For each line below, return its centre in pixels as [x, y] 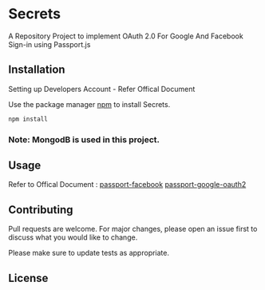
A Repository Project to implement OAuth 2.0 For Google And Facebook [126, 36]
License [28, 278]
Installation [37, 70]
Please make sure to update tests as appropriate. [89, 253]
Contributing [41, 210]
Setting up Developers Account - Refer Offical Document [102, 89]
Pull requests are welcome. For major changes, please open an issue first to [133, 229]
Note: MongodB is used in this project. [84, 139]
